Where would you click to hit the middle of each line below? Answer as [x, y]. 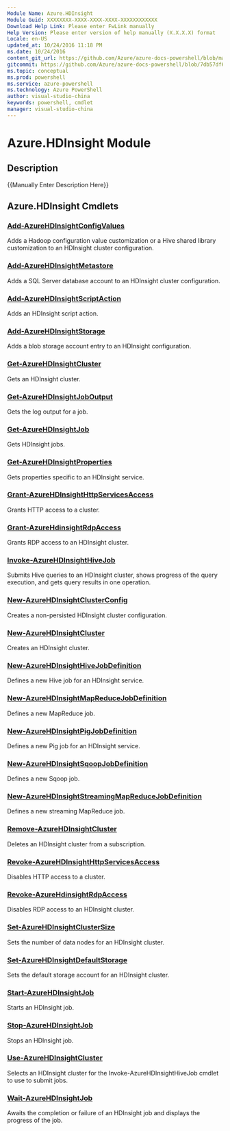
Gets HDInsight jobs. [36, 444]
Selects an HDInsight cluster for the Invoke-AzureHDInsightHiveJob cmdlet [113, 1073]
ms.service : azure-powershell [50, 84]
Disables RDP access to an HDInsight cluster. [71, 909]
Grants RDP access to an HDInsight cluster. [68, 543]
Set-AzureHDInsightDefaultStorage [67, 960]
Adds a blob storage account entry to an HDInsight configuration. [99, 346]
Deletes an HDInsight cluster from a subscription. [76, 844]
